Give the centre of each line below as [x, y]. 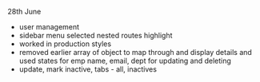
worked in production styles [65, 44]
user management [49, 27]
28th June [24, 12]
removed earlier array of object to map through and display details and [136, 52]
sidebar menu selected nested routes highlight [96, 35]
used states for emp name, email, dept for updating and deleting [125, 61]
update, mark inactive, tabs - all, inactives [88, 69]
